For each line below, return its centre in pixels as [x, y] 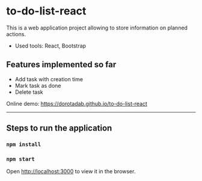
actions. [16, 34]
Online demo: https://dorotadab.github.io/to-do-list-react [77, 103]
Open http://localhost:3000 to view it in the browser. [71, 171]
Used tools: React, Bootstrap [50, 46]
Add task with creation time [49, 79]
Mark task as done [38, 85]
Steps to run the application [59, 128]
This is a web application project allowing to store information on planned [97, 28]
